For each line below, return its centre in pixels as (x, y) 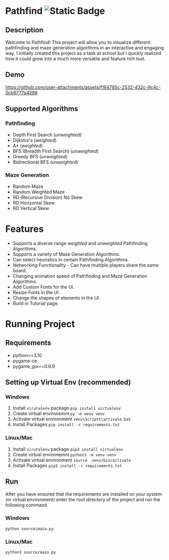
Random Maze (28, 186)
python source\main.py (29, 529)
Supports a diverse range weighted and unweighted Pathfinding (80, 243)
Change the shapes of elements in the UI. (57, 297)
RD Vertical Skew (31, 208)
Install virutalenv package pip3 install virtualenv (68, 449)
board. (20, 270)
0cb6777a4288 (22, 92)
